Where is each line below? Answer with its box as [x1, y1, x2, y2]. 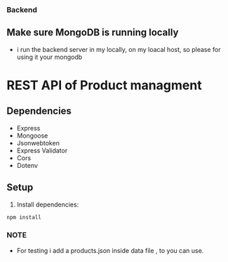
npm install [6, 214, 41, 221]
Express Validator [16, 146, 68, 155]
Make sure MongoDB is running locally [6, 27, 179, 39]
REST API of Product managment [6, 77, 202, 93]
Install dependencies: [16, 200, 79, 209]
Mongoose [16, 131, 48, 140]
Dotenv [16, 161, 38, 169]
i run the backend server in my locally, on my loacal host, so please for [16, 45, 222, 53]
